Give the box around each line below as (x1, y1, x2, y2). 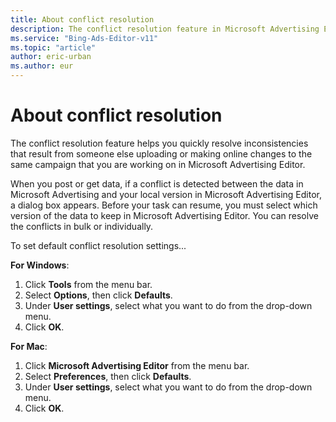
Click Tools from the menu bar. (24, 278, 153, 290)
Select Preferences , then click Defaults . (24, 370, 192, 382)
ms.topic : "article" (10, 42, 97, 53)
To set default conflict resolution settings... (10, 239, 187, 251)
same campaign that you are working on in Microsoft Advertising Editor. (10, 158, 306, 170)
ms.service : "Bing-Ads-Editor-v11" (10, 33, 159, 43)
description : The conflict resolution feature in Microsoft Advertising (10, 24, 320, 34)
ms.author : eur (10, 61, 74, 71)
